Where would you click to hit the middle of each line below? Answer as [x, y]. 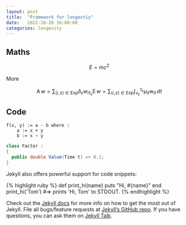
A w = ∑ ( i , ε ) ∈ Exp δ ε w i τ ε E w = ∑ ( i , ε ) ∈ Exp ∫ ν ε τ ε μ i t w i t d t [99, 92]
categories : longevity [34, 28]
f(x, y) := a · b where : [38, 125]
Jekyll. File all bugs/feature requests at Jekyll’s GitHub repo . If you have [93, 209]
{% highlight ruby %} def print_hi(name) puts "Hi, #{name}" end [84, 185]
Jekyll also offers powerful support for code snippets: [71, 174]
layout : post [22, 12]
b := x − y [30, 136]
